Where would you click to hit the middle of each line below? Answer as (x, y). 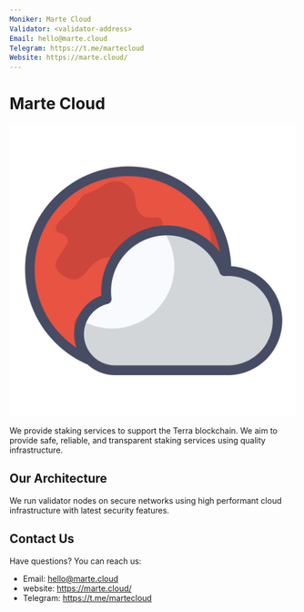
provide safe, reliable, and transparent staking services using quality (137, 440)
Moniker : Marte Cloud (51, 19)
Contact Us (42, 539)
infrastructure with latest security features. (90, 510)
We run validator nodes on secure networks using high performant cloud (146, 500)
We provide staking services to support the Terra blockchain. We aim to (143, 430)
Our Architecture (58, 479)
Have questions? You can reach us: (76, 561)
